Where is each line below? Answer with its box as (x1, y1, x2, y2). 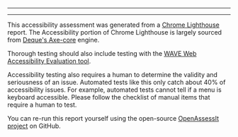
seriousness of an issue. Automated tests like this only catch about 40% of (7, 78, 226, 86)
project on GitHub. (7, 121, 62, 130)
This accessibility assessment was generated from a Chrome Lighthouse (7, 20, 220, 29)
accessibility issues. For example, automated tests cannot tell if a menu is (7, 85, 222, 94)
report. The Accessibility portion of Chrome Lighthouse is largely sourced (7, 28, 222, 36)
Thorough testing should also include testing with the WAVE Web (7, 49, 197, 57)
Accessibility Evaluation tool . (7, 57, 91, 65)
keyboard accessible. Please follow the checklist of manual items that (7, 93, 210, 101)
